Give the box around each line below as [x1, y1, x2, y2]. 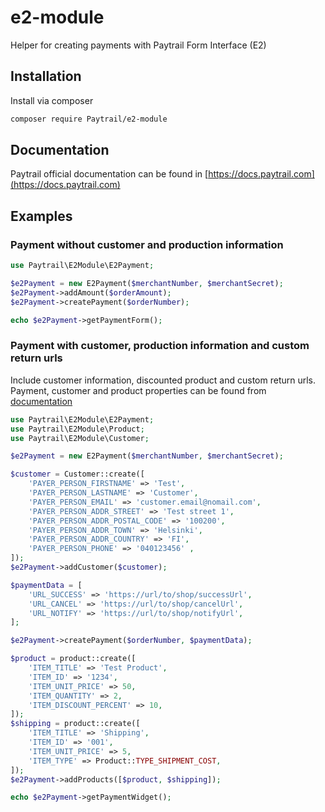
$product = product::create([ [10, 654, 137, 664]
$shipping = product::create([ [10, 719, 141, 729]
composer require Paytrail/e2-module [10, 114, 168, 124]
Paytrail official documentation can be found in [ [10, 168, 209, 180]
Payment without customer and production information [10, 237, 284, 251]
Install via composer [10, 94, 94, 106]
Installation [10, 68, 82, 85]
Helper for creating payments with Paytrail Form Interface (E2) [10, 39, 267, 51]
